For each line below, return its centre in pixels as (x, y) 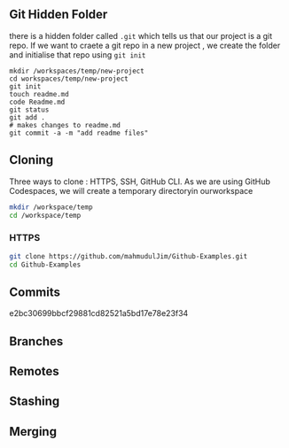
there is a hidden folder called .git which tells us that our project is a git (141, 35)
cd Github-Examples (45, 265)
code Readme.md (37, 102)
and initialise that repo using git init (78, 54)
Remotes (34, 371)
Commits (35, 292)
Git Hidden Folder (59, 15)
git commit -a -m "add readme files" (79, 133)
